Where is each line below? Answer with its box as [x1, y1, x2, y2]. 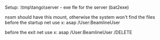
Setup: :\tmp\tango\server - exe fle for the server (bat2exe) [5, 5, 129, 10]
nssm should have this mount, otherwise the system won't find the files [5, 14, 155, 20]
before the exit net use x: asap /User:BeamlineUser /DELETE [5, 29, 132, 35]
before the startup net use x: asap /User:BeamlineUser [5, 20, 121, 25]
